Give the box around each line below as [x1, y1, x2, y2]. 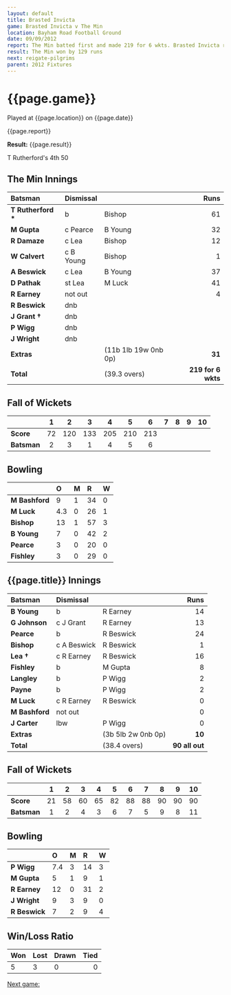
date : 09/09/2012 [7, 36, 57, 43]
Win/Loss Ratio [7, 930, 74, 942]
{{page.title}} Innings [7, 574, 102, 586]
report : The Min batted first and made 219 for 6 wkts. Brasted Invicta [7, 42, 220, 49]
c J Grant [56, 618, 86, 627]
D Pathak [10, 278, 41, 288]
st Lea [64, 278, 85, 288]
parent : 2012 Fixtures [7, 61, 72, 68]
